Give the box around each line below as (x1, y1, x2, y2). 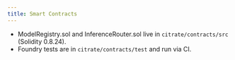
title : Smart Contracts (7, 10, 78, 18)
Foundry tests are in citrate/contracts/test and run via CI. (17, 44, 192, 53)
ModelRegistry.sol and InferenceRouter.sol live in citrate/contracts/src (17, 30, 229, 38)
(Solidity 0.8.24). (17, 37, 67, 46)
